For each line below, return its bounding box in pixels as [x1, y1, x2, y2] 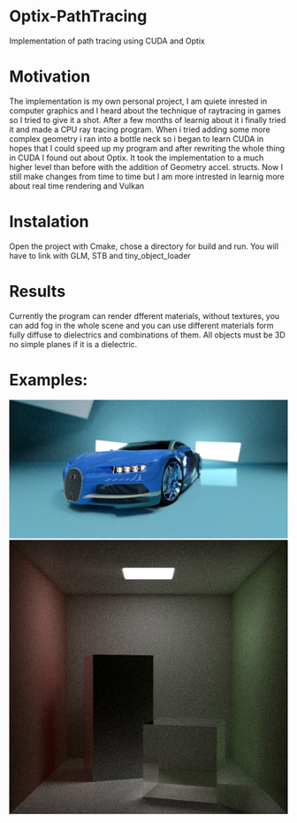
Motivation [9, 66, 91, 87]
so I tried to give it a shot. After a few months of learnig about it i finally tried [9, 114, 286, 125]
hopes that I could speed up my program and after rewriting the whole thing [9, 143, 286, 153]
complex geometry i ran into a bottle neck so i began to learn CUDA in [9, 133, 264, 144]
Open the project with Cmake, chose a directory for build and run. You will [9, 241, 279, 252]
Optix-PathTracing [9, 6, 148, 27]
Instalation [9, 212, 89, 232]
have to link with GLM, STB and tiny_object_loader [9, 250, 192, 260]
